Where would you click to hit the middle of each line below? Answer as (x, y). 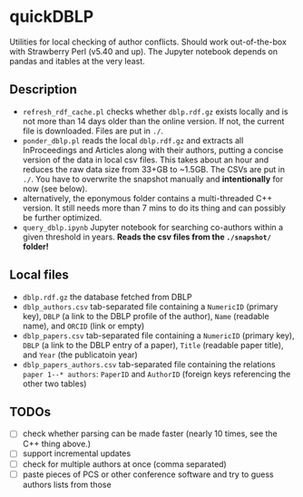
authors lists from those (67, 484)
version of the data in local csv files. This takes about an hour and (146, 160)
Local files (39, 275)
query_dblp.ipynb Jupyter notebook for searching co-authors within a (153, 227)
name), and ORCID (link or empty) (83, 326)
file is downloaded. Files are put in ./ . (93, 131)
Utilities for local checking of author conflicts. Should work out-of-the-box (148, 42)
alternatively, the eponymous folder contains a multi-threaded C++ (147, 198)
